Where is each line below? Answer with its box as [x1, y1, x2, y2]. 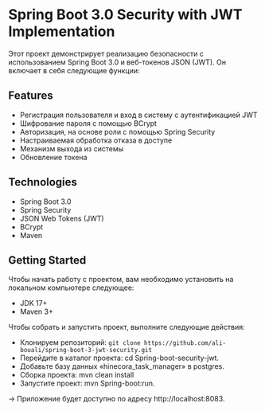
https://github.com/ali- [143, 339, 227, 347]
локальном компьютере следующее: [8, 283, 134, 292]
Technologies [8, 175, 78, 189]
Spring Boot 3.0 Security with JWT [8, 6, 243, 24]
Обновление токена [19, 152, 88, 162]
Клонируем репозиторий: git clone [19, 338, 141, 347]
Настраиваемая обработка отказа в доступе [19, 135, 173, 145]
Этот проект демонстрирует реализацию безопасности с [8, 49, 205, 58]
